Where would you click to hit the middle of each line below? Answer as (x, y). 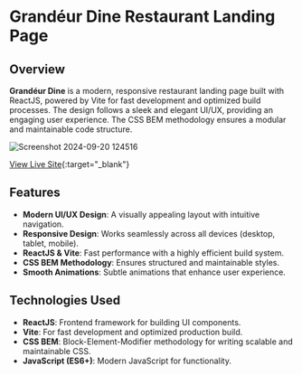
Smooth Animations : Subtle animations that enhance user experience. (154, 272)
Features (35, 193)
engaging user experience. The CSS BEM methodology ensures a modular (148, 120)
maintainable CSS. (57, 351)
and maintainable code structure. (71, 129)
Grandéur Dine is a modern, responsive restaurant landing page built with (147, 91)
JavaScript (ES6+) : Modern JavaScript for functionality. (127, 361)
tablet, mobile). (51, 243)
